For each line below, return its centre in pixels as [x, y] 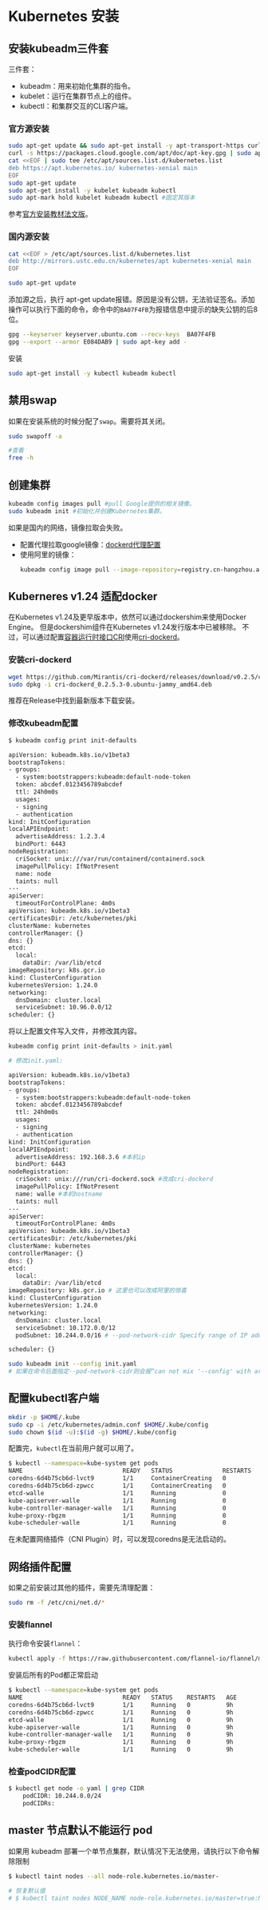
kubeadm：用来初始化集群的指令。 [77, 86]
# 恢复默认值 [27, 1891]
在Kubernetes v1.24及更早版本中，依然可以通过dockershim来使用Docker [128, 617]
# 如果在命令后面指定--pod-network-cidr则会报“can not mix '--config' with [130, 1371]
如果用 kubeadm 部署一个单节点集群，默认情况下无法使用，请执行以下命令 [130, 1851]
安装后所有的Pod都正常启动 [53, 1675]
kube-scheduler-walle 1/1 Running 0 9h [121, 1750]
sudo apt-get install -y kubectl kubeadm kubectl [93, 373]
